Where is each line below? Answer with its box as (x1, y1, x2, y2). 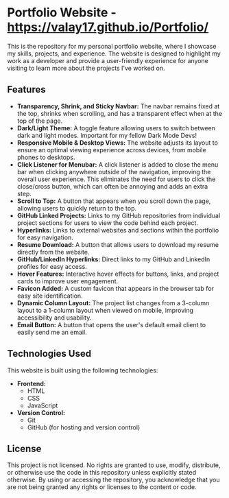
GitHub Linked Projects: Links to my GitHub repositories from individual (16, 211, 221, 220)
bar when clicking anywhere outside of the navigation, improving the (16, 167, 211, 176)
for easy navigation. (16, 233, 73, 241)
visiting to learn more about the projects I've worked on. (7, 64, 166, 72)
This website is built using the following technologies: (7, 366, 158, 375)
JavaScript (27, 401, 58, 410)
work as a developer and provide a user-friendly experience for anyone (7, 56, 209, 64)
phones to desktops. (16, 153, 75, 161)
